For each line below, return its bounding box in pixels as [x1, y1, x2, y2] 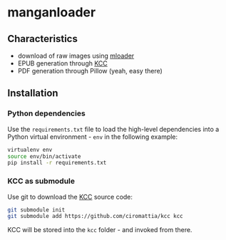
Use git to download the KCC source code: [7, 192, 133, 201]
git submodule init [7, 206, 66, 214]
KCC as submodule [7, 176, 76, 186]
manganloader [7, 4, 96, 21]
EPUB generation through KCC [17, 59, 108, 68]
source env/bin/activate [7, 152, 81, 160]
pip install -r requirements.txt [7, 160, 107, 167]
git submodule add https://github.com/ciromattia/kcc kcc [7, 213, 183, 220]
